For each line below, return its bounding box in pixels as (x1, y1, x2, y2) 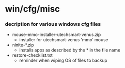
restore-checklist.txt (12, 52, 53, 58)
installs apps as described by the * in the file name (19, 47, 121, 53)
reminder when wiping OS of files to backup (19, 57, 108, 64)
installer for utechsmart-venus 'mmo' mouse (19, 37, 108, 43)
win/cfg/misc (5, 3, 60, 15)
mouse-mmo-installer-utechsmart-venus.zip (12, 32, 101, 37)
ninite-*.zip (12, 42, 34, 48)
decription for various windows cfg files (5, 21, 101, 28)
